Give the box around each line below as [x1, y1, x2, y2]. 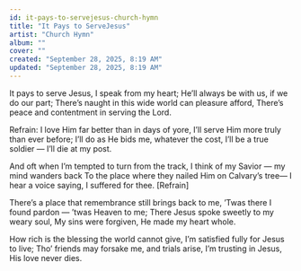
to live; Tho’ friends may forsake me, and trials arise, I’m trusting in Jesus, [9, 243, 283, 254]
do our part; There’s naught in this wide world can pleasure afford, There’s [9, 97, 284, 108]
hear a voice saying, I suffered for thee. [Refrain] [9, 179, 190, 190]
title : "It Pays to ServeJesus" [9, 22, 130, 31]
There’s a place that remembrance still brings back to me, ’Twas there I [9, 197, 272, 207]
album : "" [9, 38, 47, 48]
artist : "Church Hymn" [9, 30, 94, 39]
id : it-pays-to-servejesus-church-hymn [9, 13, 159, 22]
